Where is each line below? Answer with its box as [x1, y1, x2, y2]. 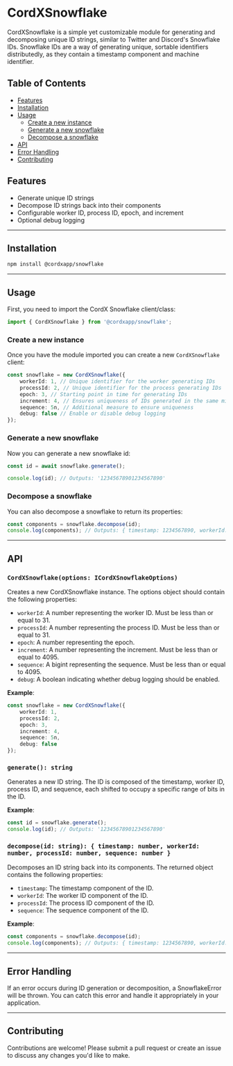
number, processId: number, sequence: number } [7, 849, 171, 857]
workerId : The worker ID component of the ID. [17, 892, 148, 900]
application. [7, 999, 41, 1007]
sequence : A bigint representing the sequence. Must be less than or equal [17, 660, 226, 669]
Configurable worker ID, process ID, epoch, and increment [17, 208, 184, 217]
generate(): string [7, 763, 73, 771]
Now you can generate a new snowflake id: [7, 449, 130, 457]
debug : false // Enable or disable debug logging [19, 410, 166, 418]
